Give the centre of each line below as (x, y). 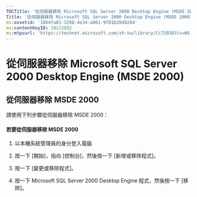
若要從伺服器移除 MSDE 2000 (42, 129)
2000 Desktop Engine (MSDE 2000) (95, 77)
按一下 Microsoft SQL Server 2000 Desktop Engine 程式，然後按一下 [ (99, 181)
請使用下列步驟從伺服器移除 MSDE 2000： (57, 115)
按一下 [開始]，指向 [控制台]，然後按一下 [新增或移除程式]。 (87, 156)
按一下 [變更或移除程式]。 (45, 168)
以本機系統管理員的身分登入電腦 (53, 143)
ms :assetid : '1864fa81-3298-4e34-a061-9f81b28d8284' (72, 22)
